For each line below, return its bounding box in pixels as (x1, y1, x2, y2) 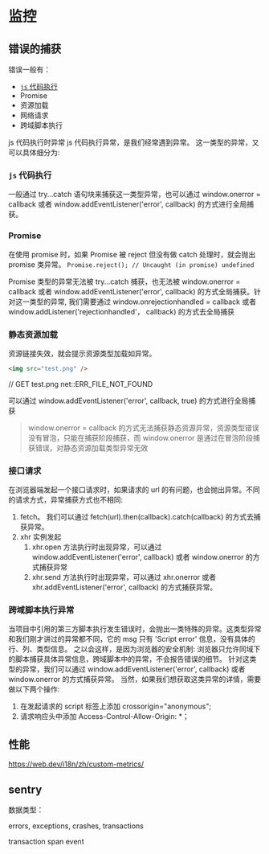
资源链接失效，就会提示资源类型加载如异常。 (8, 348, 157, 358)
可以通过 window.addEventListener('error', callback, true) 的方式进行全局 (8, 396, 249, 405)
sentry (8, 782, 43, 796)
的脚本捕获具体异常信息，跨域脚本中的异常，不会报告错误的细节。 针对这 (8, 655, 250, 664)
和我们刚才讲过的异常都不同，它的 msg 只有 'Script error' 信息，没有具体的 (8, 634, 255, 644)
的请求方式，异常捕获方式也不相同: (8, 495, 124, 505)
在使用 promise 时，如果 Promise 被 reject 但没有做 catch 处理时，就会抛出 (8, 249, 256, 259)
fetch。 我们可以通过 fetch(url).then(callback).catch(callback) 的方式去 (19, 512, 255, 522)
